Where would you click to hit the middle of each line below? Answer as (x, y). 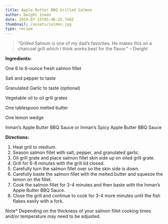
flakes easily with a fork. (38, 201)
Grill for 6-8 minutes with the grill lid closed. (59, 164)
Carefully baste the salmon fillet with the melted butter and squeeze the (88, 174)
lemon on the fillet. (32, 180)
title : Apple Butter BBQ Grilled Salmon (49, 10)
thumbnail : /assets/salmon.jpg (38, 24)
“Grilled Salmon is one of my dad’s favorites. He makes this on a (85, 43)
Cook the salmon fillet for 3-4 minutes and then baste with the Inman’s (86, 185)
